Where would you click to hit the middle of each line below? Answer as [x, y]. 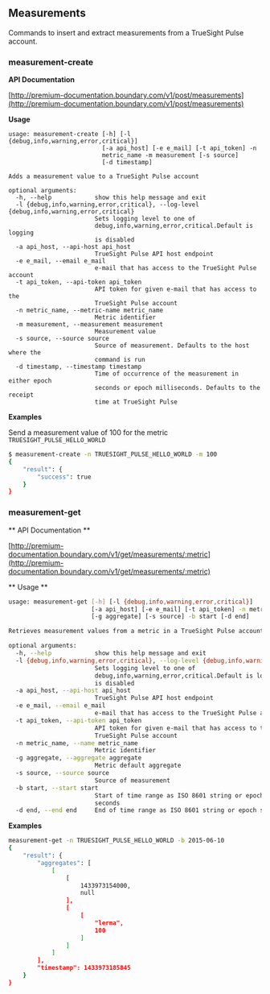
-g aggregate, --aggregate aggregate [79, 758]
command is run [120, 360]
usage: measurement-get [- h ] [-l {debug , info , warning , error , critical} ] [131, 602]
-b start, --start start [57, 788]
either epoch [30, 381]
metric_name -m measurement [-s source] [170, 155]
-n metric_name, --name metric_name [77, 743]
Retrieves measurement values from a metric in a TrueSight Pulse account [136, 632]
